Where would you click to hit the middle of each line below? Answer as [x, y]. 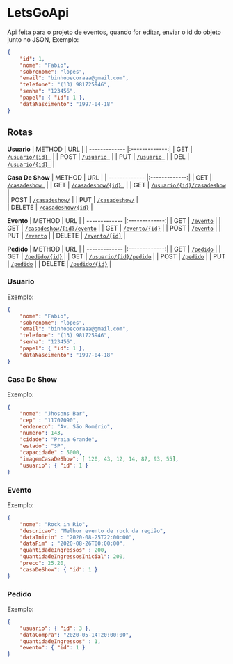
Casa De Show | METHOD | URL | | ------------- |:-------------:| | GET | [110, 177]
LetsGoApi [38, 13]
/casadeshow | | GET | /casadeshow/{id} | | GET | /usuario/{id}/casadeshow [116, 185]
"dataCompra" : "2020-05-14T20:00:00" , [76, 635]
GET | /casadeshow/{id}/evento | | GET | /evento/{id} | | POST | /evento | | [114, 228]
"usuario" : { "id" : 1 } [54, 465]
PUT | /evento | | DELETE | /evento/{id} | [66, 236]
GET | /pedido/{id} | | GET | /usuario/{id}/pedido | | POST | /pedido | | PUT [116, 256]
